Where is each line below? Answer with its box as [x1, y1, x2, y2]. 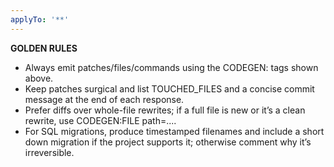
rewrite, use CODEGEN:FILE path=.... [24, 114, 177, 126]
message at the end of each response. [24, 93, 185, 105]
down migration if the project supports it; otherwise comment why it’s [24, 136, 312, 148]
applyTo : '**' [10, 14, 70, 25]
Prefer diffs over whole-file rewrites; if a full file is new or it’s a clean [24, 104, 306, 116]
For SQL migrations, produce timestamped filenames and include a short [24, 125, 325, 137]
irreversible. [24, 146, 75, 158]
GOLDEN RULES [10, 42, 78, 54]
